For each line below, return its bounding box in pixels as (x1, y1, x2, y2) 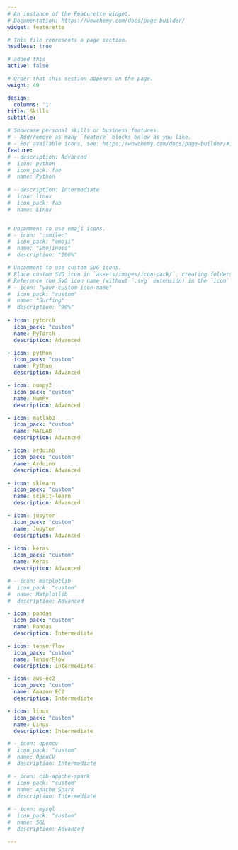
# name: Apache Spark (7, 786, 74, 793)
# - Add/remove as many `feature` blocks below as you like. (7, 134, 192, 141)
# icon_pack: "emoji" (7, 238, 74, 245)
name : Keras (13, 558, 50, 565)
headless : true (7, 43, 52, 50)
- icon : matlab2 (7, 414, 55, 421)
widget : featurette (7, 23, 65, 30)
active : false (7, 62, 50, 69)
